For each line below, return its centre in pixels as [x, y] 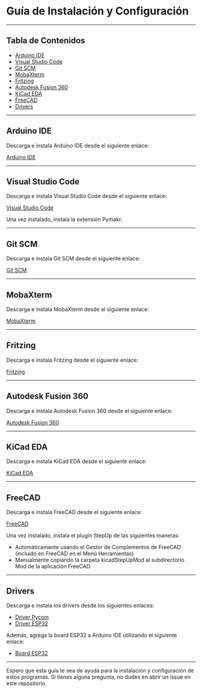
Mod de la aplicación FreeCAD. [53, 567]
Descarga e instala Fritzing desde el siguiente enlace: [72, 360]
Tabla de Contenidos [46, 41]
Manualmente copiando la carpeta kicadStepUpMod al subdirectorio [99, 560]
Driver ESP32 [32, 624]
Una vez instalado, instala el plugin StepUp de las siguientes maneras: [93, 536]
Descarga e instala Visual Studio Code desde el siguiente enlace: [87, 196]
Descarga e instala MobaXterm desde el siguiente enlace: [78, 309]
